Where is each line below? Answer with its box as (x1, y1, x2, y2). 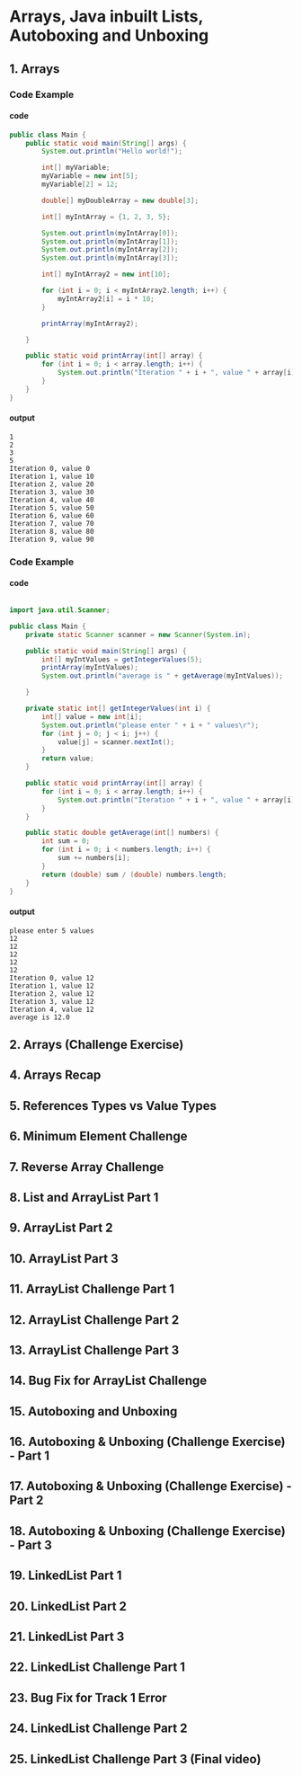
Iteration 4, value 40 (9, 495, 94, 504)
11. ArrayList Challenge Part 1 (9, 1282, 175, 1297)
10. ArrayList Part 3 (9, 1251, 119, 1266)
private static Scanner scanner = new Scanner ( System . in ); (25, 630, 252, 639)
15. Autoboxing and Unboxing (9, 1404, 178, 1419)
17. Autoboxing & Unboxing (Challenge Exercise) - (9, 1478, 292, 1494)
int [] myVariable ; (41, 164, 111, 173)
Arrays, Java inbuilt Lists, (9, 6, 204, 27)
